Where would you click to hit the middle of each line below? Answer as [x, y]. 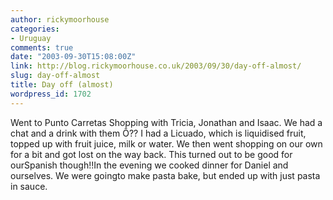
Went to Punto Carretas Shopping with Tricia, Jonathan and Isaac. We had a [166, 122]
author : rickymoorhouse [60, 19]
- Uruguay [31, 38]
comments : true [42, 47]
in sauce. [29, 186]
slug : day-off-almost [55, 76]
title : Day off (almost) [62, 85]
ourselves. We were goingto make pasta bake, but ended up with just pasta [165, 175]
